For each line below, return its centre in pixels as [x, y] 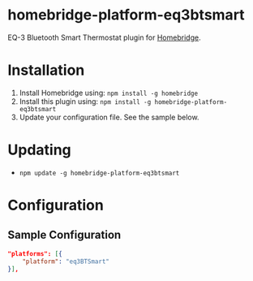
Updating [40, 150]
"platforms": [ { [35, 253]
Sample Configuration [64, 235]
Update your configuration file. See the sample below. [109, 117]
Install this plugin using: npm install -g [85, 101]
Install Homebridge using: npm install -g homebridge [109, 93]
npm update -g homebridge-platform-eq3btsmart [99, 173]
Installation [46, 70]
